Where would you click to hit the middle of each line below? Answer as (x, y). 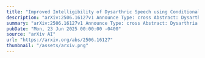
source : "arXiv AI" (31, 34)
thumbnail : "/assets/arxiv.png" (47, 46)
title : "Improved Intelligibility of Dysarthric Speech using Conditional (103, 12)
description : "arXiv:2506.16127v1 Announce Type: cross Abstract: (92, 18)
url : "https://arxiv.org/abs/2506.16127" (60, 40)
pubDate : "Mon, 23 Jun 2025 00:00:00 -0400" (64, 29)
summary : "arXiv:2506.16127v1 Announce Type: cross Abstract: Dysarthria (102, 23)
